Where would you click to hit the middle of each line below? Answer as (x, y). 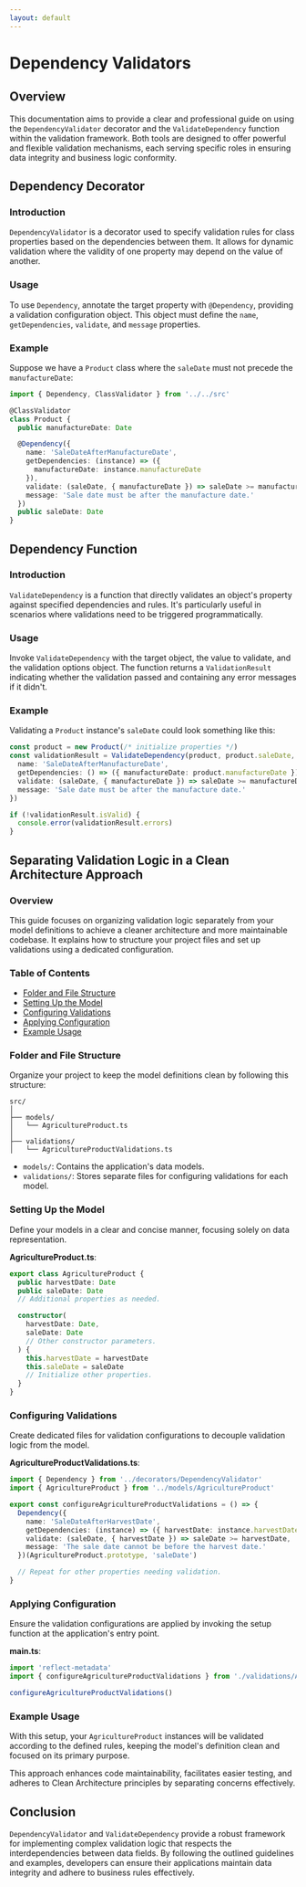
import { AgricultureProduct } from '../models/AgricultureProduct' (142, 1488)
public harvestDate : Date (67, 1282)
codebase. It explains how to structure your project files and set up (135, 939)
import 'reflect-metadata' (61, 1668)
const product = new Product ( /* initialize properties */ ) (124, 747)
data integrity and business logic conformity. (93, 157)
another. (25, 261)
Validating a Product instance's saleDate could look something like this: (143, 731)
